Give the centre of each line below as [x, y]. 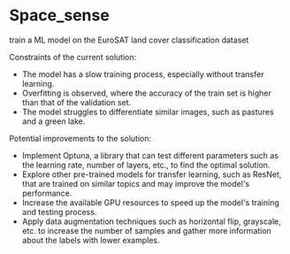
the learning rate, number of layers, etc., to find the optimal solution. [146, 165]
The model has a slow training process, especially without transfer [143, 74]
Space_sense [60, 15]
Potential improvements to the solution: [80, 138]
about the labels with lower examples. [91, 240]
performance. [47, 193]
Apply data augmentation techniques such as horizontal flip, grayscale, [151, 221]
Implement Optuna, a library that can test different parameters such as [150, 155]
